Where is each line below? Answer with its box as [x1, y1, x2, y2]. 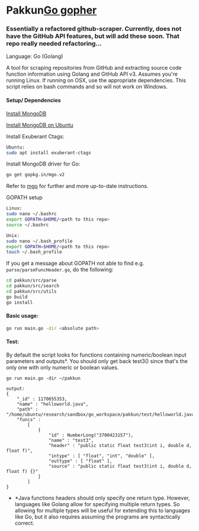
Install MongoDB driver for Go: [6, 160, 81, 167]
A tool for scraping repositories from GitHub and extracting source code [6, 64, 182, 72]
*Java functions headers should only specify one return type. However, [14, 494, 190, 501]
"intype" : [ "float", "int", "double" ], [48, 453, 155, 459]
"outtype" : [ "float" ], [48, 458, 113, 464]
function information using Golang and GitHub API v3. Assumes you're [6, 70, 178, 77]
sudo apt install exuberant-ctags [6, 150, 92, 156]
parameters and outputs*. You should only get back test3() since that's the [6, 357, 188, 364]
